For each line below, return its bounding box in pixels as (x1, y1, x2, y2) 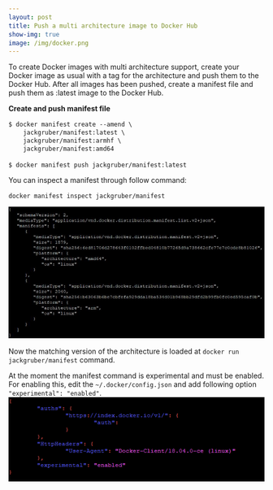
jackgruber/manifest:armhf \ (23, 137, 122, 145)
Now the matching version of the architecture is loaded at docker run (8, 346, 240, 357)
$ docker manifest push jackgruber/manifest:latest (8, 161, 187, 170)
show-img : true (8, 30, 60, 38)
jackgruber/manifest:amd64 (23, 145, 115, 154)
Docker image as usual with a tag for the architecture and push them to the (8, 71, 259, 80)
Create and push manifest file (8, 104, 111, 114)
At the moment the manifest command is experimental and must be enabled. (8, 371, 264, 381)
